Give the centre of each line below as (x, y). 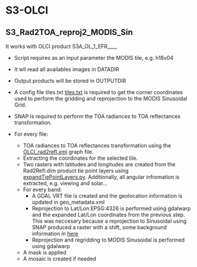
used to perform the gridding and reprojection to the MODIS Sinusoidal (101, 99)
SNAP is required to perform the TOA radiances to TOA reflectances (97, 116)
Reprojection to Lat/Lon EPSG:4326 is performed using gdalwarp (111, 208)
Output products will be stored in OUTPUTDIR (70, 81)
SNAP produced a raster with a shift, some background (99, 227)
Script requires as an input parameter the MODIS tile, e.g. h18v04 (94, 58)
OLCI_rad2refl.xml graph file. (58, 152)
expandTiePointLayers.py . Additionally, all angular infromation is (101, 177)
